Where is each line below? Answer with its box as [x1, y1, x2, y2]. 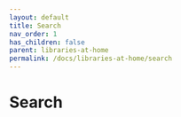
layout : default [9, 12, 69, 22]
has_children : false [9, 37, 86, 47]
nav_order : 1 [9, 29, 58, 38]
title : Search [9, 21, 62, 30]
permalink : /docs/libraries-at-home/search [9, 54, 173, 63]
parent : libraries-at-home [9, 46, 109, 55]
